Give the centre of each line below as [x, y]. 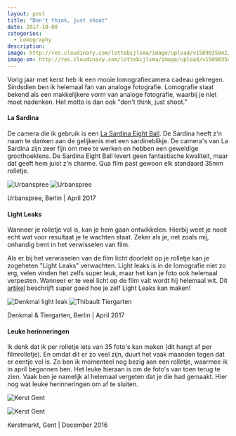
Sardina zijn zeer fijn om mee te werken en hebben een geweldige [103, 148]
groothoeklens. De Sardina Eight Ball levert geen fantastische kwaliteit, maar [118, 156]
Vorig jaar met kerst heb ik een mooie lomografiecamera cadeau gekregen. [116, 79]
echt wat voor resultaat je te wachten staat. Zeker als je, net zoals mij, [108, 237]
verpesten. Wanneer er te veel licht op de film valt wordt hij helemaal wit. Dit [118, 281]
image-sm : [22, 60]
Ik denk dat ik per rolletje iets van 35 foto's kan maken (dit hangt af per [110, 347]
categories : [25, 33]
